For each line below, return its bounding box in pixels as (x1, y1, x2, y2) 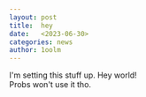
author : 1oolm (9, 46, 62, 55)
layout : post (9, 12, 58, 22)
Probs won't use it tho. (9, 79, 91, 90)
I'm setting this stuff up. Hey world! (9, 70, 137, 80)
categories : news (9, 37, 73, 47)
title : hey (9, 21, 53, 30)
